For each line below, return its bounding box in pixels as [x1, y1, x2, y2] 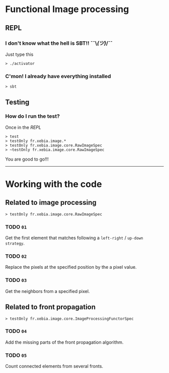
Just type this [5, 51, 34, 57]
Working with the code [5, 179, 102, 190]
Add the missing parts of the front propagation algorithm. [5, 339, 124, 345]
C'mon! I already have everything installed [5, 72, 112, 80]
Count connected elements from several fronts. [5, 363, 104, 369]
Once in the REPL [5, 124, 41, 130]
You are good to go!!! [5, 156, 49, 162]
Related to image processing [5, 198, 97, 207]
